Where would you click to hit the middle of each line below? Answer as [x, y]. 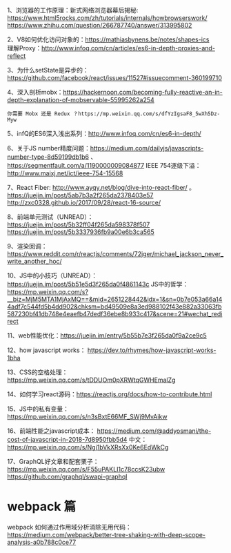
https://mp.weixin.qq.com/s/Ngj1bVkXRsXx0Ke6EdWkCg [88, 447]
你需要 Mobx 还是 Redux [39, 114]
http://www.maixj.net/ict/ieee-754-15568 [65, 173]
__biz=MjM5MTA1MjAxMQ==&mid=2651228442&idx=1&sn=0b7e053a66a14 [115, 299]
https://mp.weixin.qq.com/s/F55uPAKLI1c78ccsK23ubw [86, 469]
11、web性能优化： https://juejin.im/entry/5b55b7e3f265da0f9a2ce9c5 [107, 336]
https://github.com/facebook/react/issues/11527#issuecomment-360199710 [115, 78]
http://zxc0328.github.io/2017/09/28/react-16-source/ [84, 203]
